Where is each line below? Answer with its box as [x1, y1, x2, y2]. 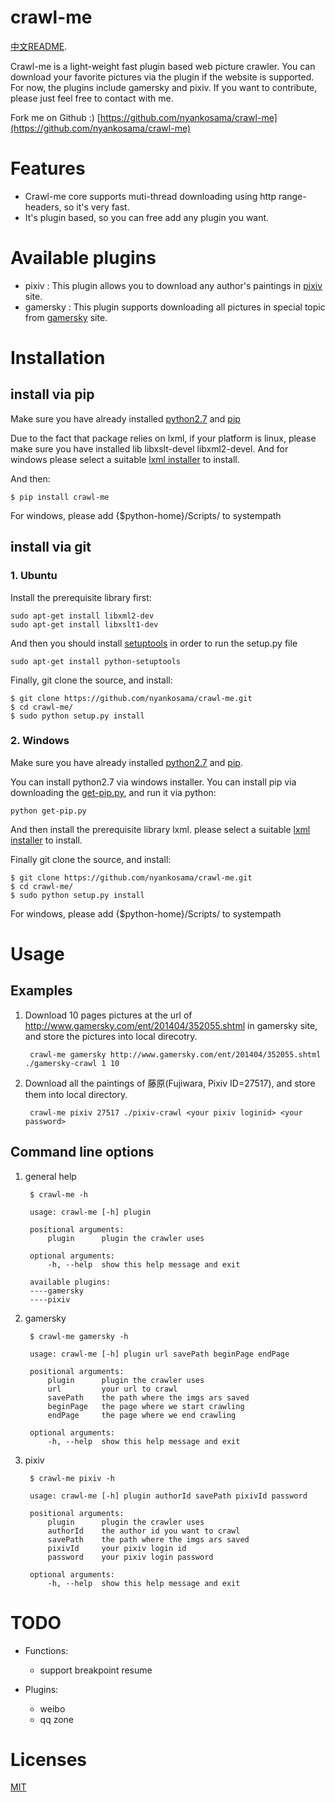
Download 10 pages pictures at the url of [24, 1009, 193, 1021]
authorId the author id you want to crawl [47, 1526, 241, 1536]
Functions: [24, 1644, 69, 1656]
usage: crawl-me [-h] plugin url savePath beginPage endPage [29, 1349, 290, 1359]
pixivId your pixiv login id [47, 1543, 187, 1553]
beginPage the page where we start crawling [47, 1401, 245, 1411]
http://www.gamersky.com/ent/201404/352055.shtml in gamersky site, [24, 1019, 318, 1031]
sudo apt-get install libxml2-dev [10, 611, 155, 621]
